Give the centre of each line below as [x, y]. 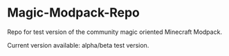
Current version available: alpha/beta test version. [78, 45]
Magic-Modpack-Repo [74, 13]
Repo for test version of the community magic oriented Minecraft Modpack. [115, 32]
